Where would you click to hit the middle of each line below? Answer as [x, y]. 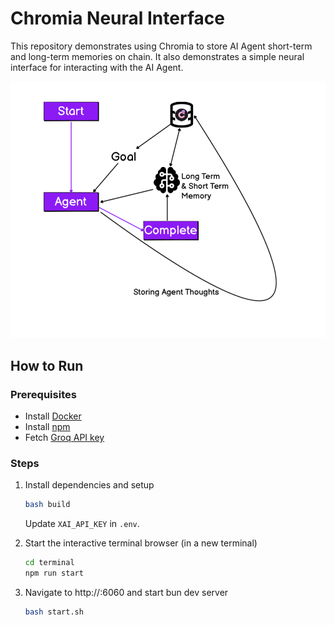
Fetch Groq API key [64, 437]
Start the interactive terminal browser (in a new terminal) [141, 543]
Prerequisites [43, 394]
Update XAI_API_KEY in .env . [82, 524]
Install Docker [53, 416]
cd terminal [49, 563]
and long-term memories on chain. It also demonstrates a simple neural [157, 56]
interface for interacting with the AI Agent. [97, 67]
